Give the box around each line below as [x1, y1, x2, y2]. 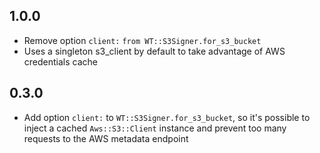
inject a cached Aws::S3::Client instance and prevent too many [23, 122, 287, 134]
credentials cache [23, 55, 98, 68]
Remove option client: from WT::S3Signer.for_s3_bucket [23, 34, 262, 46]
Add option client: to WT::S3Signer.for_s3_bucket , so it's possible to [23, 111, 311, 123]
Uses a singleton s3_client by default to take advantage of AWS [23, 45, 286, 57]
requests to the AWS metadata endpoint [23, 132, 189, 144]
